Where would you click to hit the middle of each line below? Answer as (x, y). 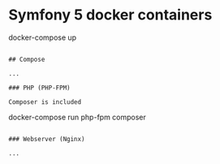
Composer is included (45, 102)
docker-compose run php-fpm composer (77, 117)
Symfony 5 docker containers (110, 15)
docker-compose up (43, 37)
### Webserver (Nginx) (47, 139)
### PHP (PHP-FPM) (39, 88)
